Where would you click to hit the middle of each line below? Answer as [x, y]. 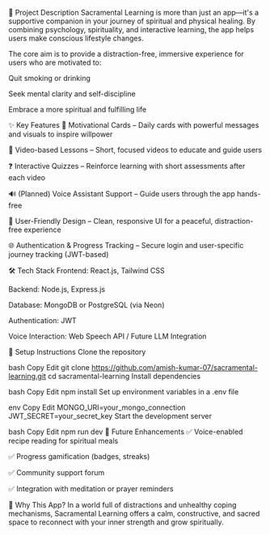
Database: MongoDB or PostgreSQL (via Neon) [86, 305]
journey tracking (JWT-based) [59, 254]
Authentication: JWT [42, 320]
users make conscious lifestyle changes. [76, 38]
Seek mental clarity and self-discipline [72, 94]
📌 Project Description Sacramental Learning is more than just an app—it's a [134, 13]
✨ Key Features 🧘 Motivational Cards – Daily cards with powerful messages [134, 125]
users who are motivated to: [55, 62]
